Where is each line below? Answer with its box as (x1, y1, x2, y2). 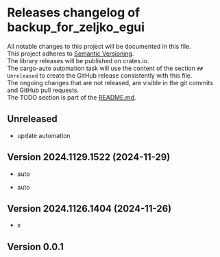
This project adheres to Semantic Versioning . (7, 49, 134, 58)
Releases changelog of (7, 5, 140, 21)
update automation (16, 131, 71, 139)
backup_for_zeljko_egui (7, 19, 145, 35)
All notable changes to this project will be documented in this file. (7, 42, 192, 50)
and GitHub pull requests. (7, 86, 80, 94)
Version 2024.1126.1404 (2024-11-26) (7, 203, 172, 214)
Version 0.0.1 (7, 241, 64, 252)
